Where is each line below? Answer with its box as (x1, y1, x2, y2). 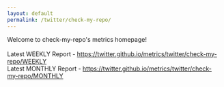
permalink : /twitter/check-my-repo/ (7, 16, 111, 23)
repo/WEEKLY (7, 57, 47, 65)
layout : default (7, 10, 53, 17)
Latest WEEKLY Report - (7, 49, 76, 58)
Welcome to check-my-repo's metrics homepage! (7, 35, 147, 43)
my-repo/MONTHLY (7, 71, 64, 79)
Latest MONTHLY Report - (7, 64, 81, 73)
